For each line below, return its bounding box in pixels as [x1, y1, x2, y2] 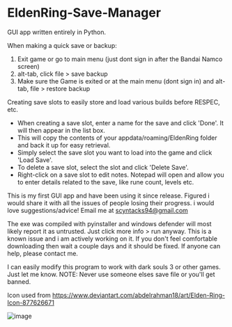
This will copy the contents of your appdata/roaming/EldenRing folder [17, 134, 217, 142]
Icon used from [7, 291, 51, 299]
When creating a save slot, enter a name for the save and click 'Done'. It [17, 118, 224, 127]
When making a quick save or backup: [7, 41, 117, 49]
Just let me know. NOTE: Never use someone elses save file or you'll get [7, 270, 215, 278]
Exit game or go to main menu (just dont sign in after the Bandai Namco [17, 54, 223, 63]
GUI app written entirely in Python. [7, 28, 107, 36]
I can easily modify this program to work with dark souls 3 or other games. [7, 262, 221, 271]
